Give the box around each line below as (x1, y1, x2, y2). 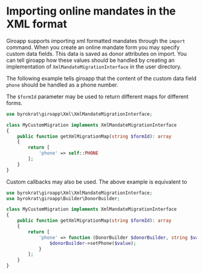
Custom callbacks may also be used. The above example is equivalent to (6, 178, 187, 185)
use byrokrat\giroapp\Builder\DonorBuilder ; (6, 195, 120, 201)
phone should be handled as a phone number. (6, 81, 119, 89)
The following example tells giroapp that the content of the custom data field (6, 75, 197, 82)
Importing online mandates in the (6, 4, 176, 18)
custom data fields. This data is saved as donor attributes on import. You (6, 50, 187, 57)
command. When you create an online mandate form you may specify (6, 44, 180, 51)
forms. (6, 99, 23, 107)
